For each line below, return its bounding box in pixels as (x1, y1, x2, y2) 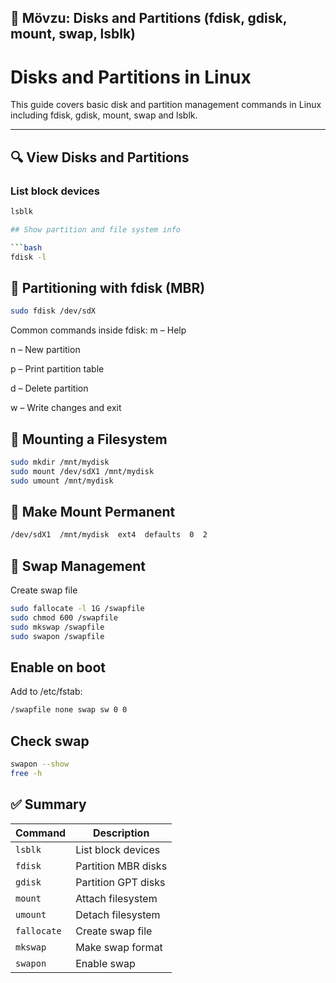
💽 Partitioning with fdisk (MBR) (10, 279, 206, 296)
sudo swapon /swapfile (10, 631, 105, 641)
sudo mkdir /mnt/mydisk (10, 457, 110, 468)
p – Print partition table (10, 363, 105, 375)
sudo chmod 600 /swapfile (10, 613, 118, 623)
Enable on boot (10, 659, 107, 676)
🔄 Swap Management (10, 557, 146, 575)
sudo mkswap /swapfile (10, 622, 105, 632)
